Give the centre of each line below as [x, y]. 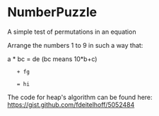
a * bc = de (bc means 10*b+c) [52, 59]
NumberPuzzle [52, 12]
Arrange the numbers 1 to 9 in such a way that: [75, 45]
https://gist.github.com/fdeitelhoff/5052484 [71, 104]
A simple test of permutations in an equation [72, 32]
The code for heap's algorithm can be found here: [80, 97]
